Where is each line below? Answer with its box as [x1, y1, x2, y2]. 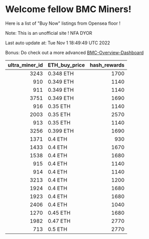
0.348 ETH [47, 70, 74, 77]
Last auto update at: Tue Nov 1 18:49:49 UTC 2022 [5, 39, 110, 46]
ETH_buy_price [47, 62, 85, 69]
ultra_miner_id [8, 62, 43, 69]
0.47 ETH [47, 217, 70, 224]
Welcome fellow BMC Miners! [5, 4, 132, 15]
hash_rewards [90, 62, 125, 69]
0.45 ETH [47, 209, 70, 216]
